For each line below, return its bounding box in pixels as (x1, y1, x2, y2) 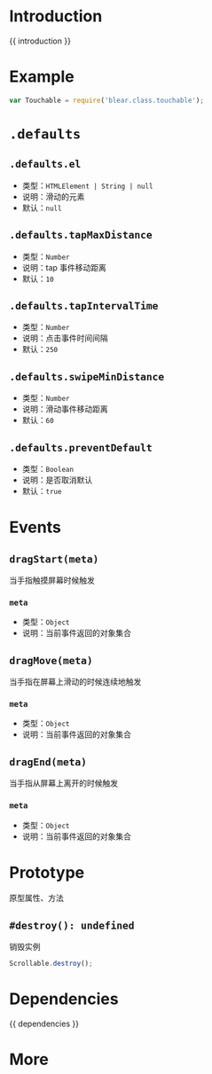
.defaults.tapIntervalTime (9, 299, 159, 312)
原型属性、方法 (9, 893, 64, 904)
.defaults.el (9, 158, 82, 170)
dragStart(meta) (9, 553, 99, 565)
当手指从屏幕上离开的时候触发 (9, 778, 118, 788)
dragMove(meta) (9, 654, 93, 667)
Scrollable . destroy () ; (9, 960, 93, 968)
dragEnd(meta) (9, 756, 87, 768)
